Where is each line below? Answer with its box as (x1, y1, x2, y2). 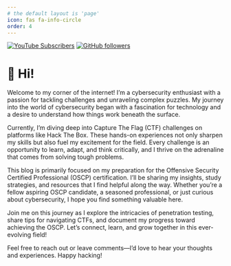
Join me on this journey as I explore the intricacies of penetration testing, (7, 209, 214, 217)
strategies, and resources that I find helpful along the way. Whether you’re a (7, 181, 223, 189)
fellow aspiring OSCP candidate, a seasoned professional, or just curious (7, 188, 214, 197)
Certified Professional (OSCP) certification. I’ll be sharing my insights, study (7, 173, 221, 182)
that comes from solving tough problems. (7, 153, 124, 162)
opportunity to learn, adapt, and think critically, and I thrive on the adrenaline (7, 146, 224, 154)
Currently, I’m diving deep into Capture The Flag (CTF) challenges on (7, 124, 203, 132)
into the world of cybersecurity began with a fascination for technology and (7, 103, 221, 111)
